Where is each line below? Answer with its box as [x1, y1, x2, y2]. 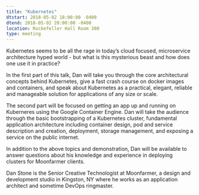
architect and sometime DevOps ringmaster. [6, 182, 114, 190]
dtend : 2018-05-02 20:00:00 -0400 [6, 20, 92, 26]
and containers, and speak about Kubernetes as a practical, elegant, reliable [6, 84, 193, 91]
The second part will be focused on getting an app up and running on [6, 102, 176, 109]
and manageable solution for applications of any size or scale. [6, 91, 159, 98]
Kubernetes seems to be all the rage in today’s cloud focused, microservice [6, 47, 191, 54]
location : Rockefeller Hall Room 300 [6, 25, 100, 32]
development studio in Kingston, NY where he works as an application [6, 176, 178, 183]
